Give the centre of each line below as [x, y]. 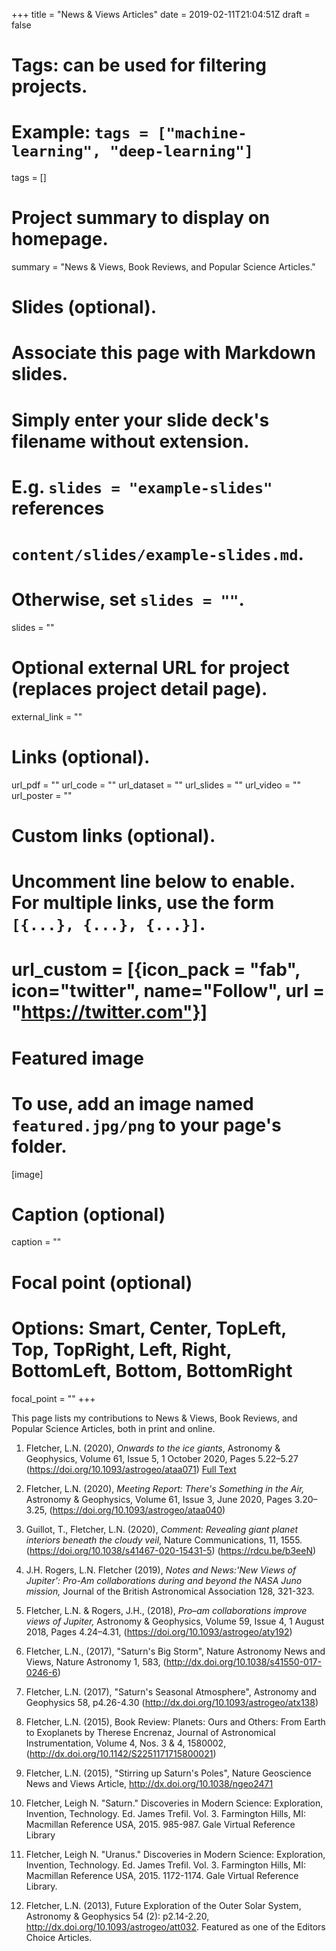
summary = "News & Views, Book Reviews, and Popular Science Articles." [163, 267]
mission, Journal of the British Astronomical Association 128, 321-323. [170, 1591]
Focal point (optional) [102, 1282]
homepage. [60, 239]
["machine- [202, 133]
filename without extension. [130, 441]
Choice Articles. [59, 1937]
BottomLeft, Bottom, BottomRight [152, 1370]
